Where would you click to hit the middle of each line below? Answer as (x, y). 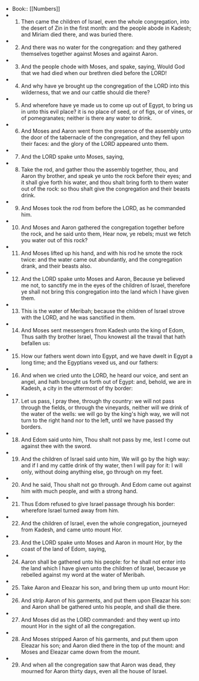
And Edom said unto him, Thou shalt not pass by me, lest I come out (106, 439)
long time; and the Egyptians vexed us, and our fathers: (90, 362)
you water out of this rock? (54, 240)
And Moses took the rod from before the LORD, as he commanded (103, 208)
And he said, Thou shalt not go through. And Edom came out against (106, 485)
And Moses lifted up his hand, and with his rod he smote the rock (102, 253)
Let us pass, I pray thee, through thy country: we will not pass (98, 401)
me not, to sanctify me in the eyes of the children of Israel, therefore (106, 285)
